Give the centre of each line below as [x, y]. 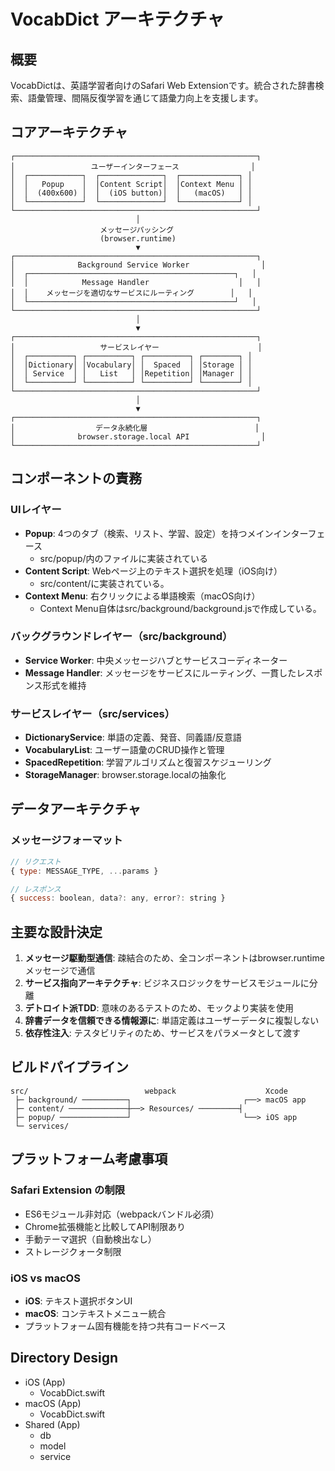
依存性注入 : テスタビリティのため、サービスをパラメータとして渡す [163, 1033]
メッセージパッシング [137, 230]
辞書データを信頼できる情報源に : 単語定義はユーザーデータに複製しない [172, 1021]
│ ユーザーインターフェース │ [133, 166]
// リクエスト [36, 861]
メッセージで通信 [60, 971]
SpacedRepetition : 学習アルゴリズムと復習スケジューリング [148, 762]
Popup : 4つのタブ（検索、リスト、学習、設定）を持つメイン [149, 533]
